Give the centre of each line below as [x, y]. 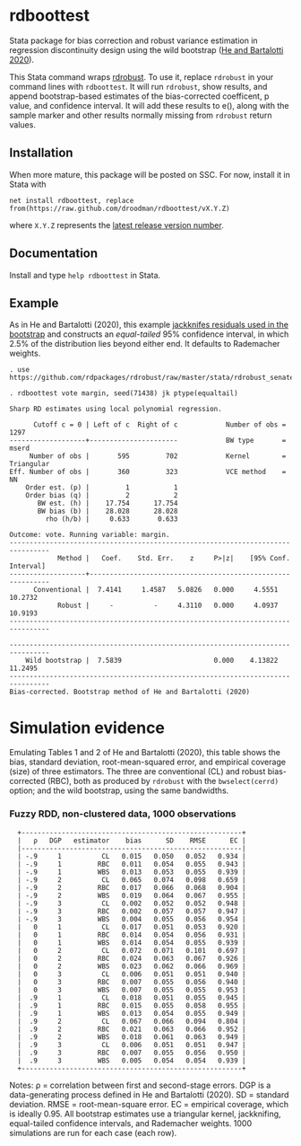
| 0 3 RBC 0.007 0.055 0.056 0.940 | [132, 982]
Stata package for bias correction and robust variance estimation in [133, 40]
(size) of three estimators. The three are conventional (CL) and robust [138, 771]
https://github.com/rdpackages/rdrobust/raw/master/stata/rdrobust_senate [152, 378]
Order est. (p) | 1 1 [102, 488]
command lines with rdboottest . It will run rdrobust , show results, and [138, 86]
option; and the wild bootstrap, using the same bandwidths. [119, 790]
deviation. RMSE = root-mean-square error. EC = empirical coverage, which [149, 1104]
